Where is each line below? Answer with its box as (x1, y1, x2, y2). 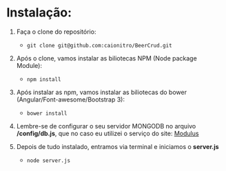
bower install (26, 110, 68, 117)
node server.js (26, 157, 70, 164)
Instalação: (6, 5, 72, 21)
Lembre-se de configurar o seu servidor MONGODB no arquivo (16, 122, 196, 130)
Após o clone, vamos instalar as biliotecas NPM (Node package (16, 54, 197, 62)
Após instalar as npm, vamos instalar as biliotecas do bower (16, 88, 187, 96)
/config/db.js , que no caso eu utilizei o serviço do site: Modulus (16, 129, 199, 137)
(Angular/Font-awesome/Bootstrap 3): (16, 95, 125, 104)
